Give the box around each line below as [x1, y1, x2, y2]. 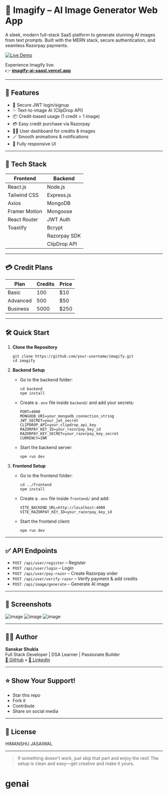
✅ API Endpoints [5, 546, 57, 555]
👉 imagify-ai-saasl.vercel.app [5, 67, 71, 73]
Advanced [7, 297, 32, 304]
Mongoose [46, 208, 72, 215]
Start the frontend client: [19, 518, 71, 524]
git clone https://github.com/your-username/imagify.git [12, 354, 134, 359]
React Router [7, 216, 38, 223]
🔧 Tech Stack [5, 160, 47, 168]
